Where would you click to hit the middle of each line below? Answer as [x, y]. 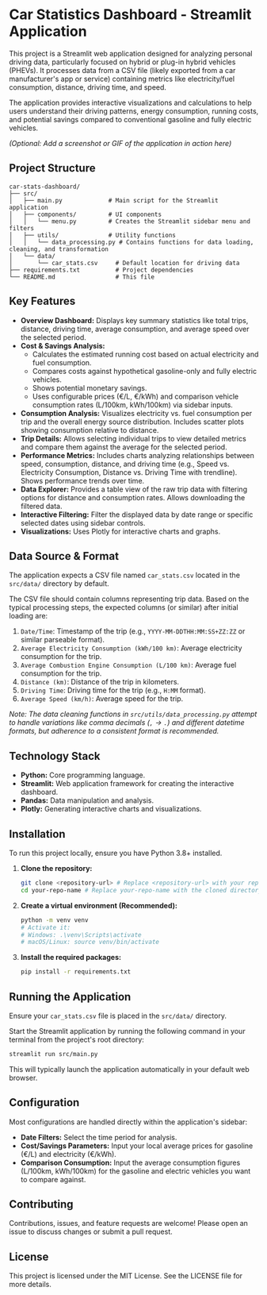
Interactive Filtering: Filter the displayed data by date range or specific [137, 515]
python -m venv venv [54, 920]
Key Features [42, 301]
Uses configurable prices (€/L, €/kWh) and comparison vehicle [135, 396]
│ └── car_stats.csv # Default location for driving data [124, 263]
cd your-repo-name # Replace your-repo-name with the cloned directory [141, 890]
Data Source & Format [64, 556]
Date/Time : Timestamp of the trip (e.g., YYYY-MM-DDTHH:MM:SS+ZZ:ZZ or [133, 631]
